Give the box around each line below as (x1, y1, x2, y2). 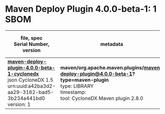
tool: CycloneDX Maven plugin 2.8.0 (60, 94, 143, 101)
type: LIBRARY (60, 82, 94, 89)
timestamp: (60, 89, 86, 95)
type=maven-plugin (60, 76, 109, 83)
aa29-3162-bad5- (7, 89, 54, 95)
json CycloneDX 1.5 (7, 76, 54, 83)
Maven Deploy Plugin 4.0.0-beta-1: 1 (5, 3, 157, 15)
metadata (100, 41, 124, 47)
